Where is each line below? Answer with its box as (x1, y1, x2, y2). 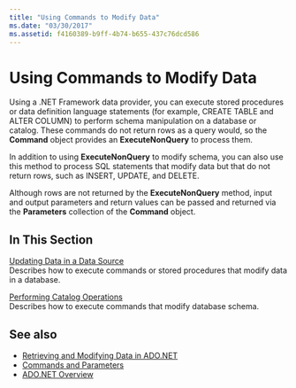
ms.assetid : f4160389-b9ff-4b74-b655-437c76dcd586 (9, 29, 200, 38)
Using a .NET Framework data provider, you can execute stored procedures (9, 97, 285, 107)
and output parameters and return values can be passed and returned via (9, 197, 277, 208)
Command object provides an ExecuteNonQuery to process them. (9, 135, 254, 145)
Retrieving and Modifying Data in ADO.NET (21, 350, 178, 361)
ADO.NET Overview (21, 369, 95, 379)
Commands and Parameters (21, 360, 125, 370)
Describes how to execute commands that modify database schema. (9, 301, 260, 312)
